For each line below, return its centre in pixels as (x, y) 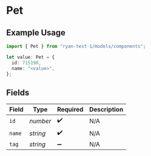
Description (106, 110)
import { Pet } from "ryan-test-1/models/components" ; (76, 46)
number (40, 121)
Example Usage (36, 33)
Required (70, 110)
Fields (18, 93)
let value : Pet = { (31, 57)
